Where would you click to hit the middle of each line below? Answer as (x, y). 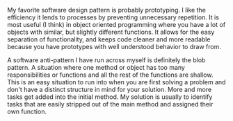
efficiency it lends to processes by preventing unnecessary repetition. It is (113, 17)
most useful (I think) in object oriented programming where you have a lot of (116, 25)
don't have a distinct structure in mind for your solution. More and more (110, 90)
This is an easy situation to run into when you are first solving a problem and (116, 82)
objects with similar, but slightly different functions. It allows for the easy (111, 32)
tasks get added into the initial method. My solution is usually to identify (110, 97)
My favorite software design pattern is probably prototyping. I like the (107, 10)
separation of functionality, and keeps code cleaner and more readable (109, 39)
